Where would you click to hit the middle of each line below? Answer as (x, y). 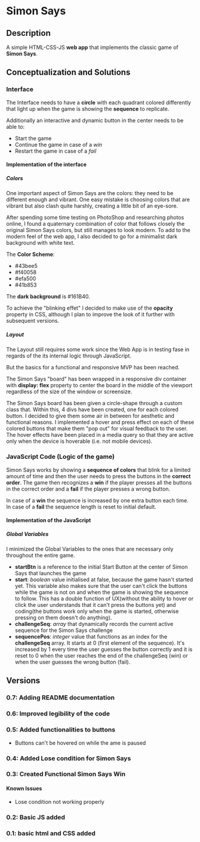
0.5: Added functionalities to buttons (61, 730)
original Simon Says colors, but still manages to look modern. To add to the (99, 230)
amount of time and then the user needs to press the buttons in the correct (99, 476)
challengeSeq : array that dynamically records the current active (94, 624)
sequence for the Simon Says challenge (64, 630)
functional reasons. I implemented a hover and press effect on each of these (100, 422)
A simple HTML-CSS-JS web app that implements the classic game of (92, 47)
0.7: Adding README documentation (61, 698)
